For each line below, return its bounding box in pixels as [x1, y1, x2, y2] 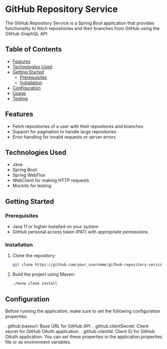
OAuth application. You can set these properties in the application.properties [5, 334, 163, 340]
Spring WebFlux [12, 172, 46, 178]
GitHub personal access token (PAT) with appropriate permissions [12, 229, 148, 235]
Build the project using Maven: [12, 271, 75, 278]
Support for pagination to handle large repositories [12, 128, 117, 134]
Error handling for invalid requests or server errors [12, 134, 116, 140]
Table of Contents [5, 45, 62, 53]
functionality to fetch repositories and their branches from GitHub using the [5, 25, 160, 31]
